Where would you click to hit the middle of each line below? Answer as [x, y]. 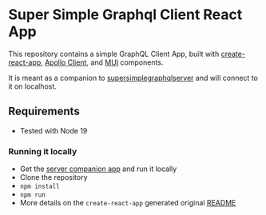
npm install [40, 187]
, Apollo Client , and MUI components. [102, 62]
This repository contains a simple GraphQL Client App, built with [114, 54]
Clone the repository [54, 177]
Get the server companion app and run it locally [98, 169]
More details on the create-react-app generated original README [128, 203]
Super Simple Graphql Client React [125, 15]
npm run [32, 195]
